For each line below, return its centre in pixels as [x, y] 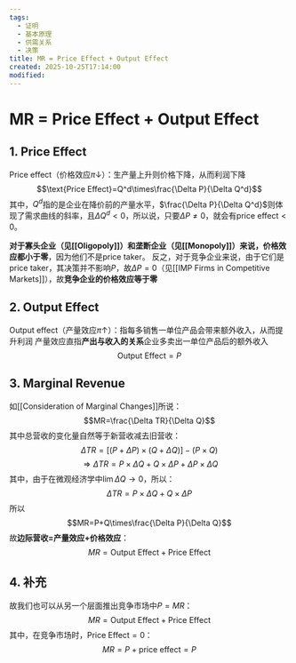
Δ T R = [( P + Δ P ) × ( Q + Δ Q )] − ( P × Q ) [149, 450]
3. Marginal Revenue [68, 383]
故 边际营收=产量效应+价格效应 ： [69, 538]
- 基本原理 [35, 34]
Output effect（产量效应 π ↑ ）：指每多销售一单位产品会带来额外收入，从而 [142, 330]
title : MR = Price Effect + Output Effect [89, 59]
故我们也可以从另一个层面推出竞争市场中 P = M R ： [101, 605]
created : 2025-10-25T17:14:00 [65, 68]
